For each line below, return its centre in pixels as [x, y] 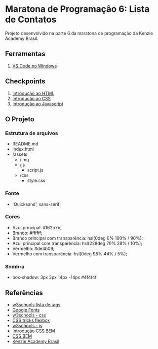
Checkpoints [25, 82]
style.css [36, 180]
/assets [20, 154]
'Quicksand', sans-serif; [37, 204]
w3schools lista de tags [36, 305]
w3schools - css [29, 315]
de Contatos [31, 19]
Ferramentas [25, 54]
